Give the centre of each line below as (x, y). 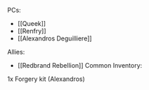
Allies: (16, 52)
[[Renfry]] (32, 31)
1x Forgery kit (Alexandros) (46, 79)
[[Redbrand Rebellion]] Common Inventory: (80, 65)
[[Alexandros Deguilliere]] (55, 38)
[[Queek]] (32, 23)
